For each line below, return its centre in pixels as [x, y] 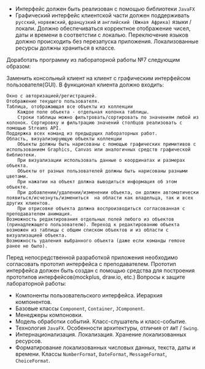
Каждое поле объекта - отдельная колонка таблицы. [83, 112]
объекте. [17, 187]
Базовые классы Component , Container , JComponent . [80, 308]
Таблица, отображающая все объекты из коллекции [70, 107]
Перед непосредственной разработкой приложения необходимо [92, 257]
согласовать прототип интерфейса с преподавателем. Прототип [91, 264]
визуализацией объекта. [37, 235]
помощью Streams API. [34, 128]
